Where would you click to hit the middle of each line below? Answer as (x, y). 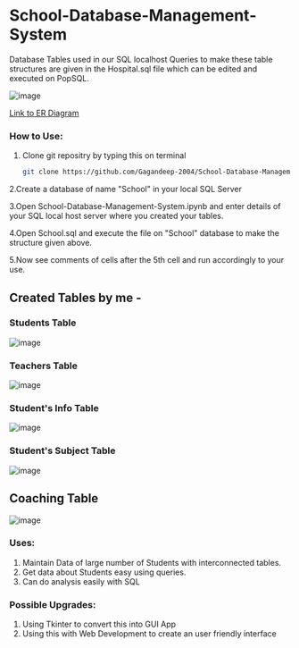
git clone (41, 172)
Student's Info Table (54, 408)
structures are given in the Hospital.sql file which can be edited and (133, 69)
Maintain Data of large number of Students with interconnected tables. (152, 562)
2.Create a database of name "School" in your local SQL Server (126, 189)
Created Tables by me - (75, 297)
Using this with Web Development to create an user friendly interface (149, 634)
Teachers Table (44, 366)
